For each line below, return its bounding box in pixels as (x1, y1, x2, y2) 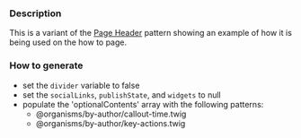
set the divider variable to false (22, 80, 140, 91)
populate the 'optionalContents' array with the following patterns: (22, 99, 264, 109)
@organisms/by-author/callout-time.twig (35, 108, 187, 119)
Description (9, 7, 62, 20)
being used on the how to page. (9, 37, 128, 47)
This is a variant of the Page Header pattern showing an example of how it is (9, 28, 292, 39)
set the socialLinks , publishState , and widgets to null (22, 89, 222, 100)
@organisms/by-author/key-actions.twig (35, 117, 186, 128)
